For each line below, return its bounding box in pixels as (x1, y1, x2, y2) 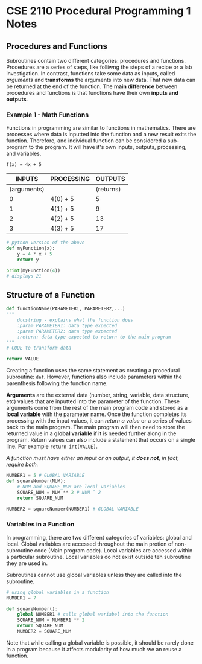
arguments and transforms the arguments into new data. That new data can (6, 77, 196, 83)
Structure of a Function (6, 290, 95, 300)
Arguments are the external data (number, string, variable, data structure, (6, 391, 190, 399)
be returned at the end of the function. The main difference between (6, 83, 178, 90)
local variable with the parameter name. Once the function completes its (6, 410, 187, 418)
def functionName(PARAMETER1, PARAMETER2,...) (6, 306, 125, 312)
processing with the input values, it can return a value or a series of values (6, 417, 192, 424)
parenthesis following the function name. (6, 380, 108, 387)
